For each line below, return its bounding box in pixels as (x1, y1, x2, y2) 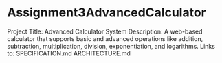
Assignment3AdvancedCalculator (7, 5, 206, 21)
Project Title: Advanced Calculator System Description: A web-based (7, 27, 203, 36)
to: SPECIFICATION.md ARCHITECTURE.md (7, 49, 131, 58)
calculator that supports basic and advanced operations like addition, (7, 34, 203, 42)
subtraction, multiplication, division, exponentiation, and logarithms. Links (7, 42, 215, 50)
